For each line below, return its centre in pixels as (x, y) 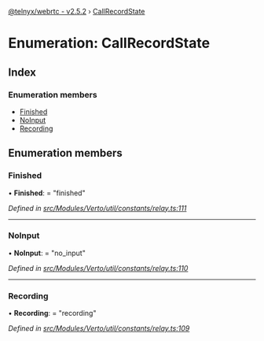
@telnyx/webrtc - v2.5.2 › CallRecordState (77, 11)
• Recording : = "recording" (52, 313)
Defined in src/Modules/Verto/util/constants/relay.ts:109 (99, 328)
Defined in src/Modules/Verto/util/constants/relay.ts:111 (97, 208)
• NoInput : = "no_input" (47, 253)
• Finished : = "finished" (47, 193)
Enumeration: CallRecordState (109, 43)
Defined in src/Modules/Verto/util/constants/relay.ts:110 (98, 268)
